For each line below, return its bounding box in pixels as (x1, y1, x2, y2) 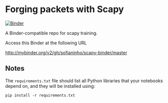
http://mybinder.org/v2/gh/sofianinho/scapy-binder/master (5, 49, 127, 56)
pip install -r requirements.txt (5, 92, 75, 98)
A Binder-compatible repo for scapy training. (5, 30, 98, 36)
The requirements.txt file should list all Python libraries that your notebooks (5, 77, 163, 84)
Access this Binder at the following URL (5, 39, 87, 46)
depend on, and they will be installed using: (5, 83, 96, 89)
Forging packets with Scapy (5, 4, 124, 15)
